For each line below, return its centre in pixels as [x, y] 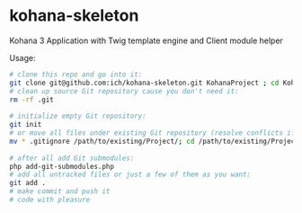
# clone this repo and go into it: [76, 74]
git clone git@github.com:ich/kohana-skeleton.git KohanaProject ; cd [144, 83]
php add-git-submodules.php [62, 166]
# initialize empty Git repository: [78, 116]
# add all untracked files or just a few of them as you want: [130, 175]
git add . [28, 183]
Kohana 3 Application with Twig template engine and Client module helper [146, 40]
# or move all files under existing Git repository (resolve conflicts [146, 133]
